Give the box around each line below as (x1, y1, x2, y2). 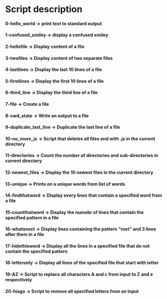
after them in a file (5, 232, 44, 238)
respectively (5, 277, 32, 283)
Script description (5, 4, 83, 15)
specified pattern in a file (5, 214, 59, 220)
